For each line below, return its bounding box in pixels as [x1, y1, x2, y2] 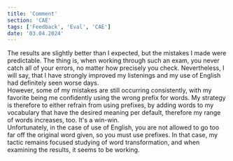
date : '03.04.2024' [7, 29, 64, 37]
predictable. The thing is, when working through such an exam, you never [7, 57, 220, 65]
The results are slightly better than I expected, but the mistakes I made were [7, 49, 227, 57]
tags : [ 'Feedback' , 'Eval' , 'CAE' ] [7, 23, 111, 30]
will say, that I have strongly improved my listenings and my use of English [7, 71, 221, 80]
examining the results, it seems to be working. [7, 146, 140, 154]
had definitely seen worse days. [7, 78, 99, 87]
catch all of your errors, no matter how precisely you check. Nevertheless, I [7, 64, 225, 72]
